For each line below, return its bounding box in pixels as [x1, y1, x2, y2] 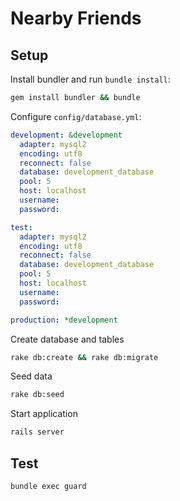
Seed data [10, 370, 53, 382]
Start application [10, 408, 78, 420]
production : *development [10, 315, 118, 325]
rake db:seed [10, 390, 65, 400]
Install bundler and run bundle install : [10, 73, 171, 85]
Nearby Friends [10, 7, 142, 30]
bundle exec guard [10, 481, 87, 491]
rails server [10, 427, 65, 437]
